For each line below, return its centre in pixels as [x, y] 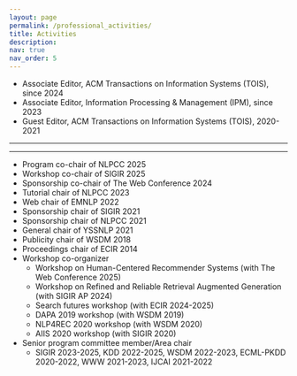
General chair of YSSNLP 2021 [77, 230]
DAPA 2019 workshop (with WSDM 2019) [110, 315]
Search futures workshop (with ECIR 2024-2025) [125, 305]
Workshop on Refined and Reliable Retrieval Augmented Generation [158, 287]
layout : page [33, 17]
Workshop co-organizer [65, 258]
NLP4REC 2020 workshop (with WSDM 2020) [119, 324]
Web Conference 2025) [78, 277]
